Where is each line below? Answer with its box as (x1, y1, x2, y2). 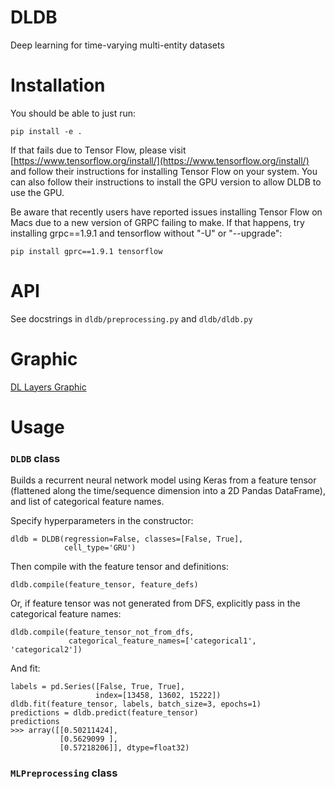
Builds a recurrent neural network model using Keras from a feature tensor (10, 474, 317, 486)
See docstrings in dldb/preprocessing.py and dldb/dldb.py (10, 312, 253, 325)
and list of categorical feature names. (10, 496, 165, 508)
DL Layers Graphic (10, 381, 87, 393)
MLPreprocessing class (10, 766, 118, 780)
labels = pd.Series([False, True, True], (10, 682, 186, 692)
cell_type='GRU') (63, 543, 137, 553)
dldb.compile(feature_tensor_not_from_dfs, (10, 627, 195, 638)
